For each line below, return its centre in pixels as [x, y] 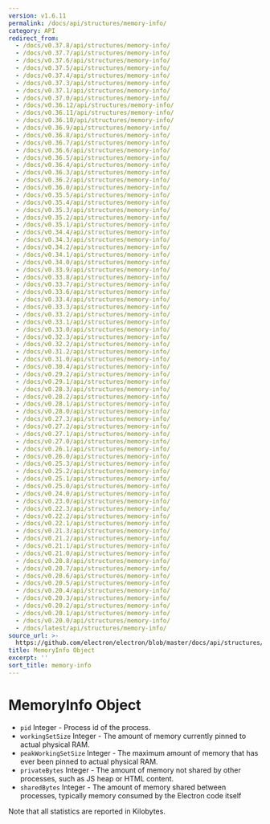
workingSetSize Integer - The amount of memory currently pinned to [133, 736]
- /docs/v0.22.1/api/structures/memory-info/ [93, 524]
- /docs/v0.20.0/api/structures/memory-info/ [93, 620]
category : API [32, 31]
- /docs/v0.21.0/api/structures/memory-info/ [93, 553]
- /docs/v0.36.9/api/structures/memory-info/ [93, 128]
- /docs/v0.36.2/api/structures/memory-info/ [93, 180]
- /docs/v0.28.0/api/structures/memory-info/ [93, 412]
